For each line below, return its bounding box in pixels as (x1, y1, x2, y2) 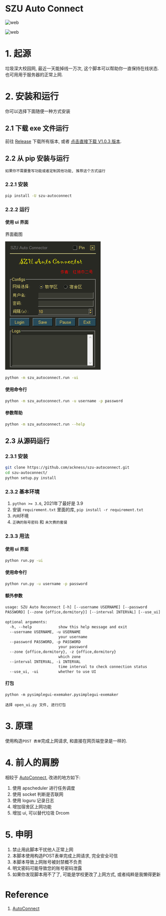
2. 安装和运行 (5, 91, 59, 102)
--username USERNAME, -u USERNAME (9, 629, 81, 634)
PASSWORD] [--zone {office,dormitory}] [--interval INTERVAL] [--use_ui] (5, 610, 161, 614)
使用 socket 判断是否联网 (12, 791, 63, 797)
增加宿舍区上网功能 (12, 803, 52, 810)
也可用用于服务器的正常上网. (5, 72, 63, 77)
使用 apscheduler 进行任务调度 (12, 785, 75, 791)
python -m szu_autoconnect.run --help (5, 422, 85, 427)
